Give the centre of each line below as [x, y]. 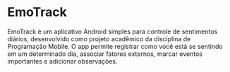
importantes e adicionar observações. [62, 61]
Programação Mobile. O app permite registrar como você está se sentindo [115, 46]
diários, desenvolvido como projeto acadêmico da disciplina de [99, 38]
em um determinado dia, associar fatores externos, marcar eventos [105, 54]
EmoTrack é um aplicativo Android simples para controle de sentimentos [113, 31]
